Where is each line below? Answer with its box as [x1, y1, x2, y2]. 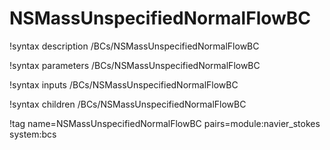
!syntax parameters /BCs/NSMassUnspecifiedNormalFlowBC [9, 59, 261, 71]
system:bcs [9, 128, 57, 140]
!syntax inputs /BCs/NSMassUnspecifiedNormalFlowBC [9, 78, 239, 91]
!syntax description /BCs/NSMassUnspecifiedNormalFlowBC [9, 40, 260, 52]
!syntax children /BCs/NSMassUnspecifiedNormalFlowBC [9, 98, 247, 110]
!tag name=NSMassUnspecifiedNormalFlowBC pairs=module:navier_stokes [9, 117, 321, 129]
